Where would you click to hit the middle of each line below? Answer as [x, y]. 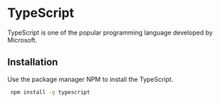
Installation [33, 62]
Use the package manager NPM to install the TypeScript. [90, 79]
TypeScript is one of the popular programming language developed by [110, 32]
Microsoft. [22, 40]
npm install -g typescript [50, 92]
